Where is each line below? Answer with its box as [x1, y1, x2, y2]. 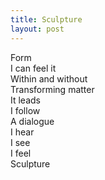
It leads [10, 94, 41, 106]
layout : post [10, 24, 65, 34]
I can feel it [10, 62, 57, 74]
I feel [10, 147, 32, 159]
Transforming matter [10, 83, 95, 95]
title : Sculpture [10, 14, 83, 25]
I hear [10, 126, 35, 138]
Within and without [10, 72, 88, 85]
